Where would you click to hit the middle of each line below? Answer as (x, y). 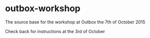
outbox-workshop (43, 9)
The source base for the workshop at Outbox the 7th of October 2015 (75, 22)
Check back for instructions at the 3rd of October (55, 31)
